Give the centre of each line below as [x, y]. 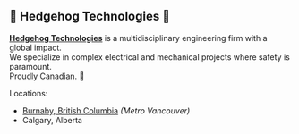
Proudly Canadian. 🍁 [47, 76]
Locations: [29, 93]
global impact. [36, 47]
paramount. [30, 66]
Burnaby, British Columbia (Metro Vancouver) [106, 110]
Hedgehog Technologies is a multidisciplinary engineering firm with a [138, 38]
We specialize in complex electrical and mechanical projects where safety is [150, 57]
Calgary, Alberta [52, 120]
